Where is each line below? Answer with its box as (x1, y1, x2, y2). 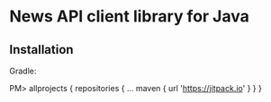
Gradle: (9, 65, 37, 76)
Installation (9, 42, 74, 57)
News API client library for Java (9, 6, 250, 27)
